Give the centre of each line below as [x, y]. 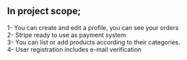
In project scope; [44, 11]
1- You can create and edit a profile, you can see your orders [93, 27]
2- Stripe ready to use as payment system [67, 35]
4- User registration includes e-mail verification [75, 49]
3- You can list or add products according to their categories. [94, 42]
